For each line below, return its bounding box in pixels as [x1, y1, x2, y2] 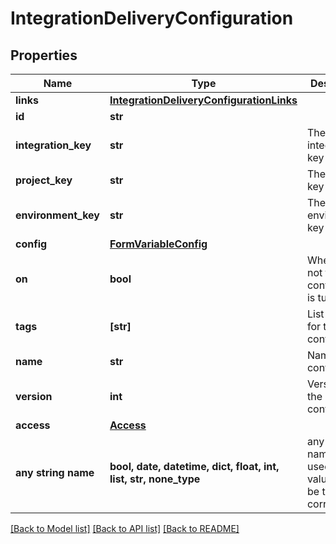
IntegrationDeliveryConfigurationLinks [109, 93, 298, 107]
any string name [15, 466, 95, 479]
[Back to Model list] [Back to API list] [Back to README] [10, 523, 240, 534]
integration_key [15, 138, 92, 152]
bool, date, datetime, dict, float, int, [109, 460, 280, 473]
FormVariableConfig [109, 237, 208, 251]
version [15, 390, 53, 403]
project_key [15, 173, 73, 187]
